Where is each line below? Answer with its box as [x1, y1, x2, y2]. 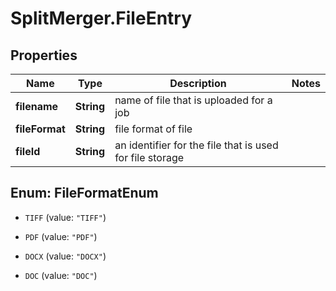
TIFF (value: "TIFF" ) [24, 211, 107, 223]
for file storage [114, 151, 185, 164]
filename [15, 100, 59, 113]
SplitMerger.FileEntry [10, 7, 193, 30]
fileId [15, 145, 41, 158]
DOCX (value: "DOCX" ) [24, 250, 107, 262]
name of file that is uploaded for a [114, 93, 273, 107]
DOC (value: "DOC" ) [24, 269, 98, 281]
